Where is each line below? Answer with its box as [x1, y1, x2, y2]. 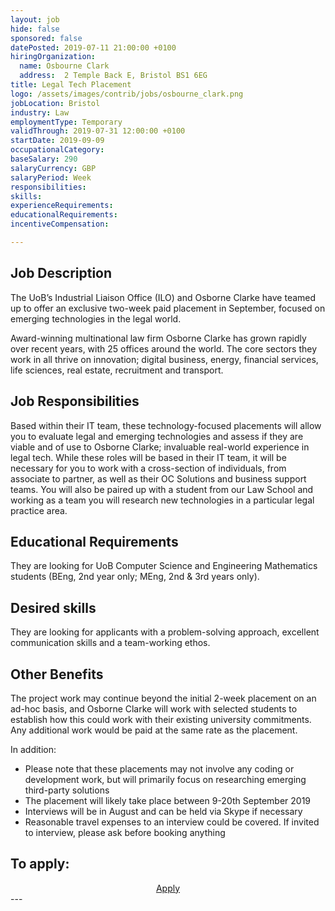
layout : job [10, 14, 60, 25]
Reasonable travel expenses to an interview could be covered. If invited [24, 816, 320, 828]
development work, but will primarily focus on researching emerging [24, 773, 307, 785]
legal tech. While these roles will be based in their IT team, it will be [10, 451, 287, 463]
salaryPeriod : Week [10, 172, 92, 183]
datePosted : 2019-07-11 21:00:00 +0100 [10, 42, 177, 53]
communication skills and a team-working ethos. [10, 637, 211, 649]
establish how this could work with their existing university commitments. [10, 713, 312, 725]
